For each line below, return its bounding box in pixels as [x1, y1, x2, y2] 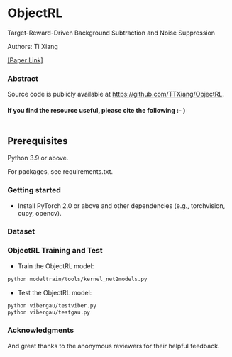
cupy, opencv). [17, 209, 62, 217]
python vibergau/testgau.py [7, 309, 91, 316]
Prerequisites [7, 135, 68, 147]
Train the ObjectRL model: [17, 261, 94, 270]
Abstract [7, 73, 39, 83]
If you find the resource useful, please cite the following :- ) [7, 106, 186, 114]
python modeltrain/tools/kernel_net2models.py [7, 275, 148, 282]
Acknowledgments [7, 325, 74, 335]
